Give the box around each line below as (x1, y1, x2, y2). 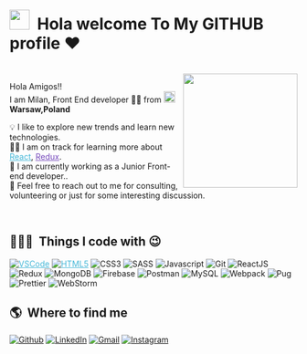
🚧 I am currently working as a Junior (9, 161, 146, 172)
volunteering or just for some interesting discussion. (9, 190, 206, 201)
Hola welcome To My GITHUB (37, 14, 264, 35)
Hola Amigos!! (9, 80, 62, 91)
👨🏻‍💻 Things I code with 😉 (9, 234, 162, 250)
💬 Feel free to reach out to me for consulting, (9, 180, 178, 191)
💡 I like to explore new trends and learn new (9, 121, 175, 132)
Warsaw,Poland (9, 103, 71, 114)
